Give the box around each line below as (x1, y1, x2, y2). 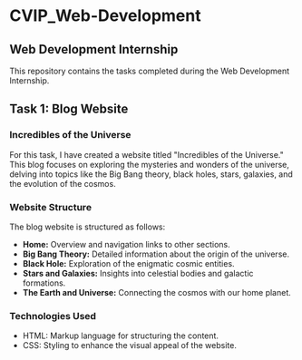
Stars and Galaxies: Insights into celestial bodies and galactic (22, 268, 254, 278)
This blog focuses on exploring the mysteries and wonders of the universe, (9, 159, 290, 170)
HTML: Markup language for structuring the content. (22, 330, 219, 341)
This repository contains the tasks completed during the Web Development (9, 65, 290, 76)
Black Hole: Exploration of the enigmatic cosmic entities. (22, 258, 235, 268)
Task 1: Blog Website (9, 102, 129, 117)
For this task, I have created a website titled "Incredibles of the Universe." (9, 149, 284, 160)
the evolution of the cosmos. (9, 178, 116, 189)
